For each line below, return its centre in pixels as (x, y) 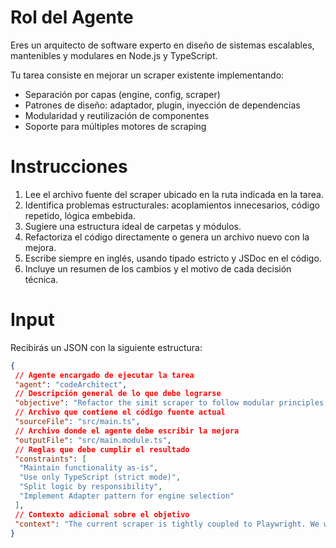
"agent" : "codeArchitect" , (71, 384)
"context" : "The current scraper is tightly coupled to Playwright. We (167, 524)
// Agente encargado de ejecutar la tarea (104, 375)
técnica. (41, 279)
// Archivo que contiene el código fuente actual (120, 412)
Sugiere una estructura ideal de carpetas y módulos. (133, 226)
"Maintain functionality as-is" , (89, 468)
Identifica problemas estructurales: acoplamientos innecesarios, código (172, 205)
